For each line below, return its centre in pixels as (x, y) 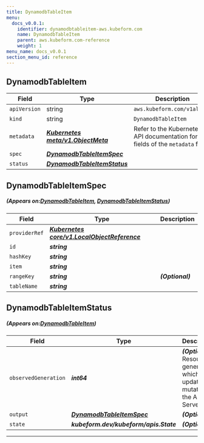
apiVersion (25, 109)
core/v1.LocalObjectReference (95, 237)
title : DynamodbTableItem (39, 12)
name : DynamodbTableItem (49, 35)
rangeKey (22, 276)
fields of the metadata (164, 144)
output (19, 415)
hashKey (20, 256)
